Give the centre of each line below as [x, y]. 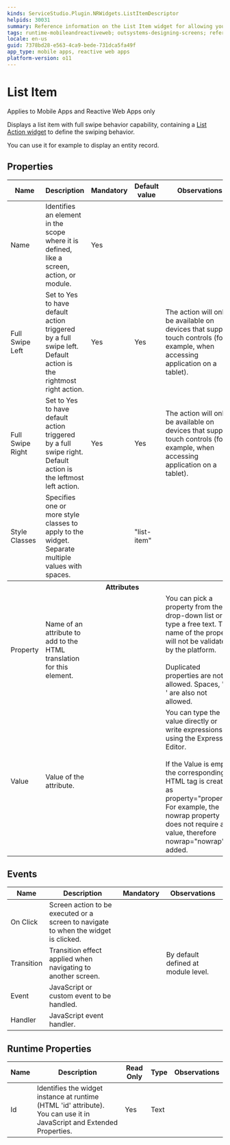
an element [63, 215]
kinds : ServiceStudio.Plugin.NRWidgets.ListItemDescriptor [93, 13]
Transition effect [75, 951]
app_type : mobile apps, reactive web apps [68, 52]
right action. [65, 389]
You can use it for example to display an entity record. [83, 145]
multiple [59, 557]
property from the [194, 606]
